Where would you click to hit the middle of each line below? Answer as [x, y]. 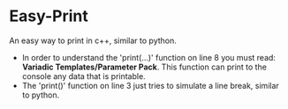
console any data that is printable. [83, 76]
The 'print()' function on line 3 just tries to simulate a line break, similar [151, 85]
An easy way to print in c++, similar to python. [93, 40]
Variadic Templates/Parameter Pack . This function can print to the [144, 67]
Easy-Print [49, 16]
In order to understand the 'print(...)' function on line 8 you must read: [149, 57]
